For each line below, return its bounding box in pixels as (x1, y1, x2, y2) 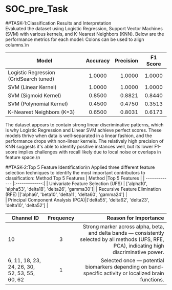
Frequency (48, 214, 75, 221)
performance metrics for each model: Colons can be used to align (5, 36, 144, 42)
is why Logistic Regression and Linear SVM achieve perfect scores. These (5, 127, 162, 133)
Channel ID (11, 214, 39, 221)
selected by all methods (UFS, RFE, (80, 236, 164, 243)
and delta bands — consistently (88, 229, 164, 236)
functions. (140, 276, 164, 283)
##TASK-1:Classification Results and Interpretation (5, 20, 112, 26)
